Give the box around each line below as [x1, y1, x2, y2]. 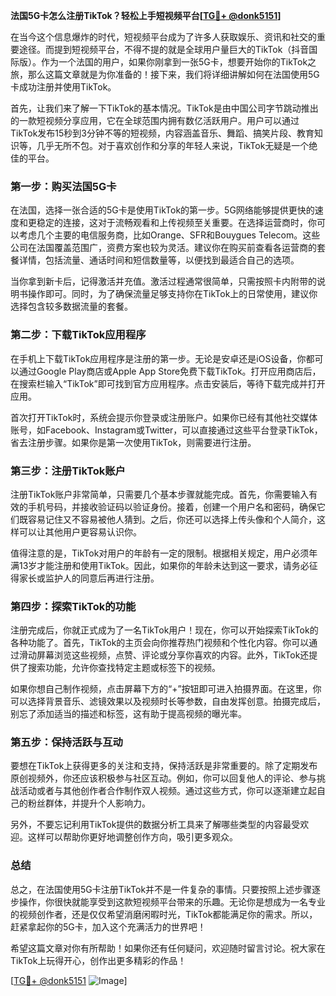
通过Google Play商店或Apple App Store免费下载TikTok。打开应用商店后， [18, 365, 322, 377]
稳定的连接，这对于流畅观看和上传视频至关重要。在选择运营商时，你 [36, 217, 317, 229]
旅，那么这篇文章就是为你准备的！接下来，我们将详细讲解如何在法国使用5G [10, 69, 320, 80]
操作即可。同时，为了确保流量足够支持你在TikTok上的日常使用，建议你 [27, 288, 318, 300]
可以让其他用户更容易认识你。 [18, 525, 142, 538]
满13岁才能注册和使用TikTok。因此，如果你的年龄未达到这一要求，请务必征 [10, 559, 318, 571]
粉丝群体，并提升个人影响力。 [27, 797, 151, 809]
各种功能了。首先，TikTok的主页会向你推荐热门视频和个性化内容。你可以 [10, 637, 310, 649]
